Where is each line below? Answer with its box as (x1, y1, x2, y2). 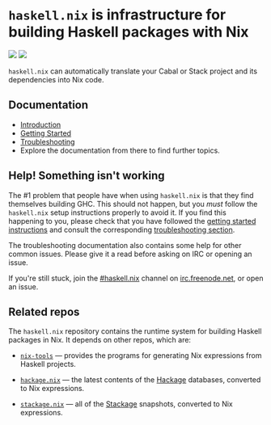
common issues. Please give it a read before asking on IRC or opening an (8, 249, 252, 259)
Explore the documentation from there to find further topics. (19, 145, 220, 155)
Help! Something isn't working (8, 169, 165, 183)
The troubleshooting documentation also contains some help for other (8, 240, 242, 250)
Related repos (8, 305, 80, 318)
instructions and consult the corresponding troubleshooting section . (8, 225, 235, 234)
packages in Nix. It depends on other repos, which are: (8, 335, 192, 345)
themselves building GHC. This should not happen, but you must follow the (8, 199, 258, 208)
